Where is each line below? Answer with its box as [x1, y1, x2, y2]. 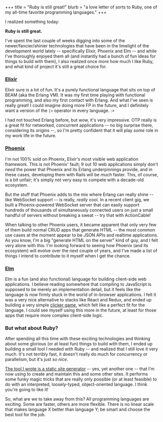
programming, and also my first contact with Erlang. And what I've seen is [5, 97, 153, 103]
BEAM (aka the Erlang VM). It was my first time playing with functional [5, 92, 145, 98]
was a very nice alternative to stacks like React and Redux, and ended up [5, 296, 152, 302]
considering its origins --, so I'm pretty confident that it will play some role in [5, 127, 158, 133]
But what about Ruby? [5, 324, 58, 331]
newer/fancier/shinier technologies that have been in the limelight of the [5, 43, 149, 48]
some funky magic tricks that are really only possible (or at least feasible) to [5, 376, 157, 382]
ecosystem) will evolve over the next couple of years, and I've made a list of [5, 248, 158, 253]
